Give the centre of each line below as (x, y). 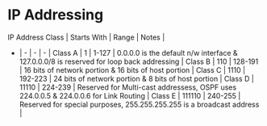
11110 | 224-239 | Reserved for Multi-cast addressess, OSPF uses (128, 87)
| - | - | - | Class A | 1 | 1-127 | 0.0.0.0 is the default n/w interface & (128, 52)
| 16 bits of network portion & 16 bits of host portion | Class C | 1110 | (132, 69)
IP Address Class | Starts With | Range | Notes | (86, 37)
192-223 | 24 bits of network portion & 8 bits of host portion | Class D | (137, 78)
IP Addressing (56, 15)
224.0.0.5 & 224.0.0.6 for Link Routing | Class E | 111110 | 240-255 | (130, 95)
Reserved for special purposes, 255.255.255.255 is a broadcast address (139, 104)
